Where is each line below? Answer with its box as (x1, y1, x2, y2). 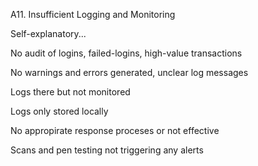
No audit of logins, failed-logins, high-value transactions (10, 47, 243, 59)
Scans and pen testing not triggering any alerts (10, 144, 204, 156)
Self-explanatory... (10, 28, 87, 39)
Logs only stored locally (10, 105, 109, 117)
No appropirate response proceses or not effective (10, 125, 220, 136)
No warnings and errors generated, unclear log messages (10, 67, 249, 78)
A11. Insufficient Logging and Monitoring (10, 9, 176, 20)
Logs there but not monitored (10, 86, 131, 98)
